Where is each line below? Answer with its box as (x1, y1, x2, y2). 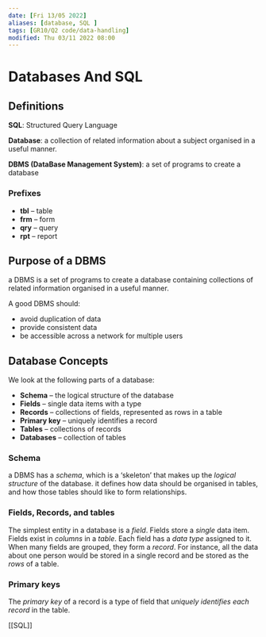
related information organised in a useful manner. (8, 283, 169, 294)
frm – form (19, 214, 56, 224)
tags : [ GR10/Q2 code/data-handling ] (8, 26, 129, 34)
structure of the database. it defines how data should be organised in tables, (8, 479, 258, 489)
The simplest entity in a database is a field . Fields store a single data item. (8, 525, 250, 535)
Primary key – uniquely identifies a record (19, 416, 157, 425)
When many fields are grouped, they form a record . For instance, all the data (8, 542, 259, 551)
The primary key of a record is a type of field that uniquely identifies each (8, 597, 250, 607)
